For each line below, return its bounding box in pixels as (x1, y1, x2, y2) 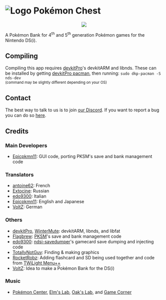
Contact (5, 93, 31, 102)
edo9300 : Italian (12, 193, 46, 199)
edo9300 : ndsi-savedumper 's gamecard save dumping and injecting (12, 238, 154, 244)
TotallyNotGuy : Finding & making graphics (12, 249, 99, 255)
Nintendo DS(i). (5, 37, 37, 43)
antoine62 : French (12, 183, 50, 189)
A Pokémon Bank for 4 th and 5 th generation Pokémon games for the (5, 31, 145, 38)
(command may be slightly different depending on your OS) (5, 80, 107, 85)
